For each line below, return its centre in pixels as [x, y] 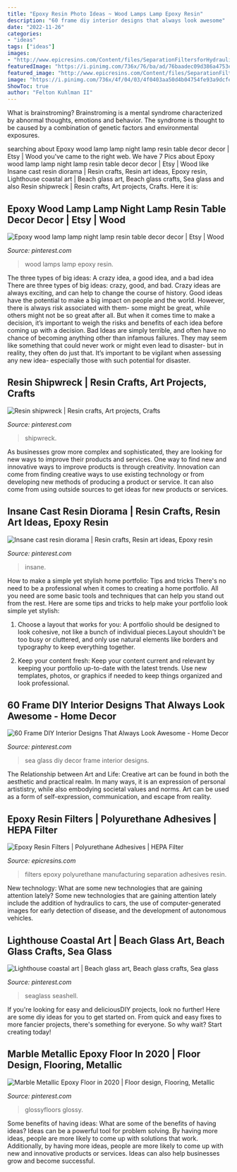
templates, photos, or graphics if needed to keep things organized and [120, 675]
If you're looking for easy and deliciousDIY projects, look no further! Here [114, 1010]
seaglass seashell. [51, 996]
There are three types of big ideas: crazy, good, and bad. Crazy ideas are [114, 285]
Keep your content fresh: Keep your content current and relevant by [116, 661]
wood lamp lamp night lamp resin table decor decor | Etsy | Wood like [108, 164]
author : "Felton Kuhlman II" [50, 93]
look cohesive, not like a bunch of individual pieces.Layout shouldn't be [121, 632]
